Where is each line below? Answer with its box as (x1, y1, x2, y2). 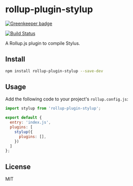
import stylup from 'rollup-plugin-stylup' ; (5, 106, 101, 111)
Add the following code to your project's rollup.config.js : (5, 96, 128, 102)
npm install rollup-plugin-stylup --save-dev (5, 68, 103, 73)
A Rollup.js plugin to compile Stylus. (5, 40, 80, 46)
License (5, 162, 31, 171)
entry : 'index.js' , (10, 120, 51, 125)
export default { (5, 115, 42, 120)
